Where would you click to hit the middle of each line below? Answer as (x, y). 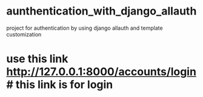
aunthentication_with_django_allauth (101, 11)
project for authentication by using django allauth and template (85, 28)
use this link (37, 59)
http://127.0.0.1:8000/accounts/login (101, 72)
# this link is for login (60, 85)
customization (24, 34)
